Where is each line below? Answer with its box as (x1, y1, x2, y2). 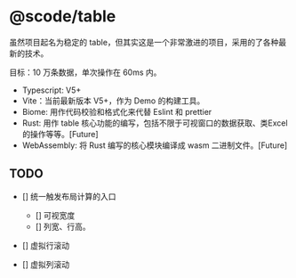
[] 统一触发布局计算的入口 (21, 191, 116, 201)
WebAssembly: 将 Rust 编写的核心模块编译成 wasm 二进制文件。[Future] (21, 140, 288, 151)
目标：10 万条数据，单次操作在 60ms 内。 (9, 67, 162, 78)
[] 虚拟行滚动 (21, 240, 69, 250)
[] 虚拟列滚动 (21, 258, 69, 269)
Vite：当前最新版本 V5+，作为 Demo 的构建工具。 (21, 95, 205, 106)
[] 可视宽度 (35, 209, 76, 220)
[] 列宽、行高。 (35, 221, 91, 232)
